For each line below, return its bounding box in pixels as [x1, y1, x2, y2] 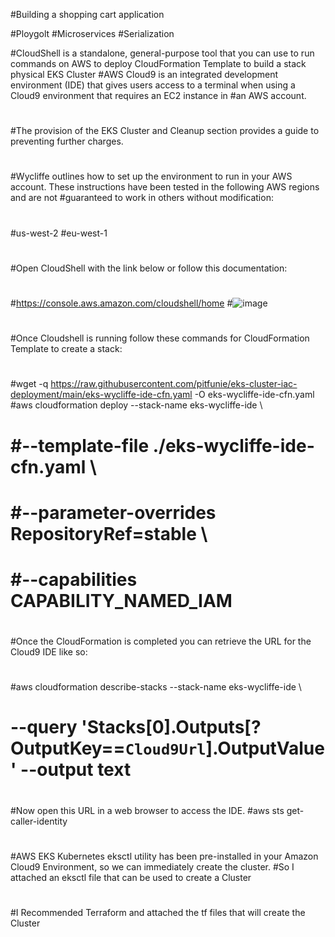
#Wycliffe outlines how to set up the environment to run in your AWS [10, 170, 293, 183]
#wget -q [10, 378, 49, 390]
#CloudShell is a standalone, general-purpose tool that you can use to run [10, 47, 315, 59]
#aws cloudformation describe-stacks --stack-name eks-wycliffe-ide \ [10, 681, 302, 693]
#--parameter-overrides [10, 501, 217, 524]
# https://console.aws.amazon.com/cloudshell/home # [10, 297, 233, 309]
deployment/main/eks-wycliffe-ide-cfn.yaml [10, 389, 193, 401]
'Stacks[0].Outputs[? [81, 716, 262, 739]
